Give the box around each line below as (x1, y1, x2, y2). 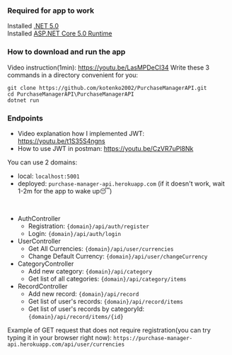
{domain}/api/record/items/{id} (28, 313, 124, 320)
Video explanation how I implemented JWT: (17, 129, 145, 137)
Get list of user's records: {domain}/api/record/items (28, 297, 184, 305)
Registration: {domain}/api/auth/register (28, 222, 150, 230)
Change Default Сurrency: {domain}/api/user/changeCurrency (28, 252, 208, 260)
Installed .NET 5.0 (7, 22, 59, 30)
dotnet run (7, 96, 40, 104)
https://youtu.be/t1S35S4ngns (17, 137, 106, 145)
